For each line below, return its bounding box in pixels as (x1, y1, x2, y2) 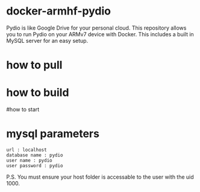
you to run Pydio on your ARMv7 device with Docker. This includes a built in (6, 30, 194, 37)
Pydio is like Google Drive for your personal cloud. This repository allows (6, 24, 187, 31)
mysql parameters (6, 127, 99, 141)
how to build (6, 86, 69, 100)
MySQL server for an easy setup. (6, 37, 89, 44)
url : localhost (6, 147, 47, 153)
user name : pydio (6, 158, 52, 164)
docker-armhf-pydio (6, 4, 111, 18)
